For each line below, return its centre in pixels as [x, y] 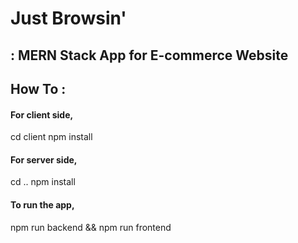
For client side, [42, 114]
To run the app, [42, 204]
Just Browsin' [68, 18]
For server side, [44, 159]
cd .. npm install [43, 182]
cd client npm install [51, 137]
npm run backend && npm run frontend [91, 227]
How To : [38, 88]
